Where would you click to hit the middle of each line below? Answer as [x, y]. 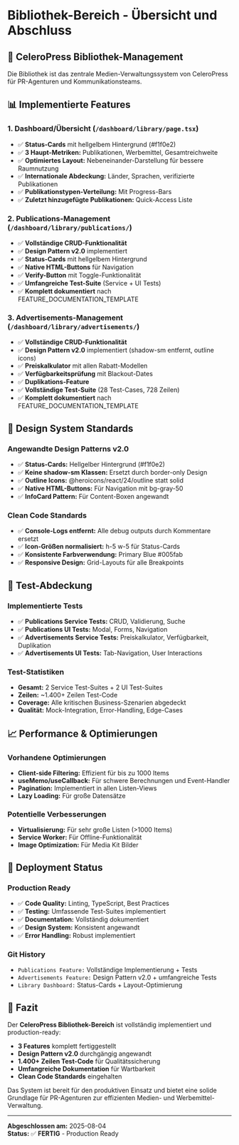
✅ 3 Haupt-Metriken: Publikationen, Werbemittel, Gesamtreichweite [118, 152]
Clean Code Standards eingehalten [70, 1076]
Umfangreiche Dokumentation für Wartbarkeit [86, 1069]
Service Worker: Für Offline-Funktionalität [80, 837]
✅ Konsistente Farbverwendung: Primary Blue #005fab [100, 555]
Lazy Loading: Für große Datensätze [71, 795]
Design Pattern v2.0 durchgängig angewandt [84, 1054]
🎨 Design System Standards [70, 428]
